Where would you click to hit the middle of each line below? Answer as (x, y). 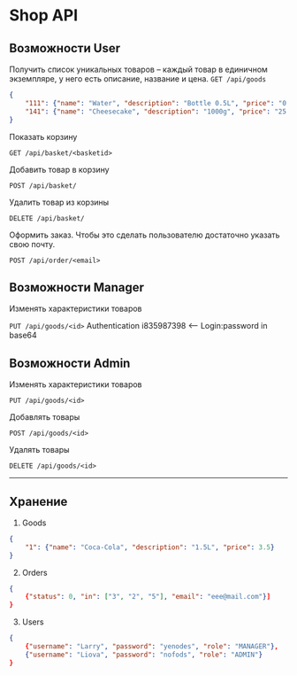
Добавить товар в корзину (59, 169)
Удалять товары (39, 450)
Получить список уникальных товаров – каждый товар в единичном (138, 69)
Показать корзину (43, 136)
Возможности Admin (70, 363)
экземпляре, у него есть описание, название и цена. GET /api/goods (138, 79)
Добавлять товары (45, 417)
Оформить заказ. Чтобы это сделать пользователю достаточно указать (145, 235)
